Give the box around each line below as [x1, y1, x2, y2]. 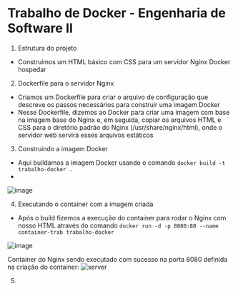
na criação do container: [7, 262, 80, 271]
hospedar [17, 65, 46, 73]
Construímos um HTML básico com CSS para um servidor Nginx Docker [17, 57, 231, 66]
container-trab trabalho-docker [17, 228, 114, 236]
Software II [7, 20, 74, 36]
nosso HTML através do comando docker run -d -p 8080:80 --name [17, 221, 219, 230]
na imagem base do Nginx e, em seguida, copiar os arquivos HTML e [17, 116, 222, 124]
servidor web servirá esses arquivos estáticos [17, 131, 154, 139]
